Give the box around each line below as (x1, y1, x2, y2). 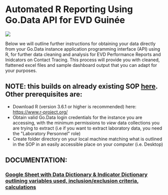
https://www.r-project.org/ (12, 109, 68, 115)
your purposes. (5, 67, 37, 73)
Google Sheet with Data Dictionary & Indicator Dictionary (5, 171, 148, 178)
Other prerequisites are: (5, 90, 82, 99)
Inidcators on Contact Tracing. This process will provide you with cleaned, (5, 57, 160, 63)
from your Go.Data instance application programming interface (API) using (5, 46, 160, 52)
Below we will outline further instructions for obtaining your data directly (5, 41, 156, 47)
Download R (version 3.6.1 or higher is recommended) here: (12, 103, 137, 109)
